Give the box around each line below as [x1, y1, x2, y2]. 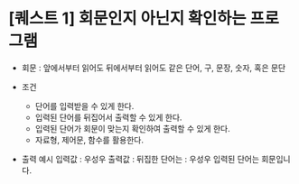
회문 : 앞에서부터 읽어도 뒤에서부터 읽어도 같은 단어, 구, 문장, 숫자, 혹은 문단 [21, 62, 286, 73]
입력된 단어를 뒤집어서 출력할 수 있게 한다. [34, 112, 182, 123]
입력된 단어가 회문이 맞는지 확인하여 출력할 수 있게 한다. [34, 123, 231, 133]
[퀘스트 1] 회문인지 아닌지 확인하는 [8, 8, 247, 29]
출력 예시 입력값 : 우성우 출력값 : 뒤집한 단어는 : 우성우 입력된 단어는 [21, 153, 259, 164]
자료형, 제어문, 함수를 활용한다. [34, 134, 144, 145]
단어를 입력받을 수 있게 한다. [34, 100, 135, 111]
